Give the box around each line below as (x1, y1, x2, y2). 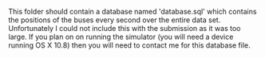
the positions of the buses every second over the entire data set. (8, 15, 221, 25)
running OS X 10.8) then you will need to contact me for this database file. (8, 41, 251, 50)
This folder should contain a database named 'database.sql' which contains (8, 7, 257, 16)
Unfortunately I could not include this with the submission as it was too (8, 24, 241, 33)
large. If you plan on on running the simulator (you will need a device (8, 32, 234, 41)
